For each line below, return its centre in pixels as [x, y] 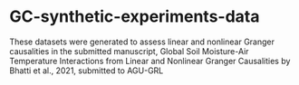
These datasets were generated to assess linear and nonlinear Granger [142, 42]
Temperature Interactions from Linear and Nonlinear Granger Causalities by [150, 61]
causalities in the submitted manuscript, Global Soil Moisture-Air [129, 51]
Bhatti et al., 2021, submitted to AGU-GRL [87, 71]
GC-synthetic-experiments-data [135, 17]
